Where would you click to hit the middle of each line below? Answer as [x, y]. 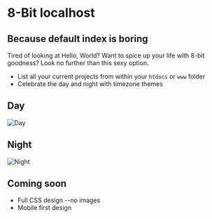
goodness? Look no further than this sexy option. [78, 63]
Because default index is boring [78, 39]
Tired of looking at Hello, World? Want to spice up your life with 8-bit [106, 55]
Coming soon [37, 184]
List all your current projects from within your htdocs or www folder [111, 76]
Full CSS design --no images [59, 200]
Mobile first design [44, 208]
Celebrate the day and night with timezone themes [90, 84]
